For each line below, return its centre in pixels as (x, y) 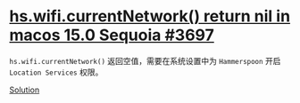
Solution (25, 90)
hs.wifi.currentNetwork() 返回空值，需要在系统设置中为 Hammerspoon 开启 (145, 60)
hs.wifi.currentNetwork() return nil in (150, 16)
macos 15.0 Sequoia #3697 (112, 35)
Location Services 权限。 (56, 72)
